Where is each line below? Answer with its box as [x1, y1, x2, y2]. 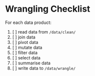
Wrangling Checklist [5, 3, 91, 15]
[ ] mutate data [12, 44, 43, 50]
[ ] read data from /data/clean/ [12, 29, 76, 35]
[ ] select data [12, 55, 41, 60]
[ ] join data [12, 34, 36, 40]
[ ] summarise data [12, 60, 51, 66]
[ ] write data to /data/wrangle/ [12, 65, 76, 71]
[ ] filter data [12, 50, 38, 56]
